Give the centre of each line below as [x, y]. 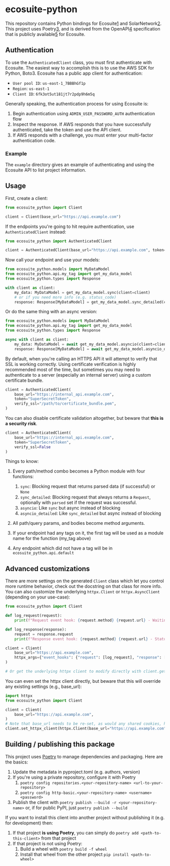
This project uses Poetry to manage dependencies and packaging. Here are [84, 756]
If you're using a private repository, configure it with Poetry [74, 777]
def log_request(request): [34, 616]
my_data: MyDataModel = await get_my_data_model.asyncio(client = [85, 344]
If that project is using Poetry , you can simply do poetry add [76, 832]
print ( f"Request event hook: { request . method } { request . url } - [82, 620]
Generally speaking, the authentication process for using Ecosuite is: [77, 104]
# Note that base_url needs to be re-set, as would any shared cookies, [83, 724]
